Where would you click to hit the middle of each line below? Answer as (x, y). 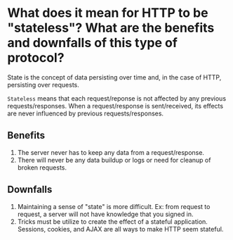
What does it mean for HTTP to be (108, 13)
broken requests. (42, 168)
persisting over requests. (43, 84)
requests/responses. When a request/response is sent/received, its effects (115, 106)
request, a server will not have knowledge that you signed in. (105, 214)
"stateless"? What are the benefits (111, 28)
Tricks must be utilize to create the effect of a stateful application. (113, 221)
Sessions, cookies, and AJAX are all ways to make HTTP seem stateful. (120, 229)
